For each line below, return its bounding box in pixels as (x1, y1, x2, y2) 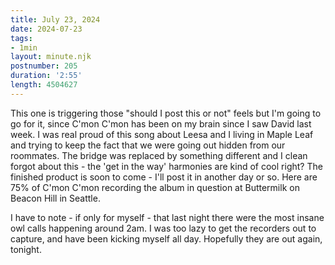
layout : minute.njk (10, 52, 92, 62)
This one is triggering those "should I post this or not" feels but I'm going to (10, 107, 322, 119)
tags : (10, 33, 33, 43)
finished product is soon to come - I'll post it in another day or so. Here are (10, 171, 318, 183)
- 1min (10, 42, 38, 53)
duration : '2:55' (10, 71, 83, 81)
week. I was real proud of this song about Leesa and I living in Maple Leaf (10, 128, 314, 140)
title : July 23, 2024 (10, 14, 101, 25)
